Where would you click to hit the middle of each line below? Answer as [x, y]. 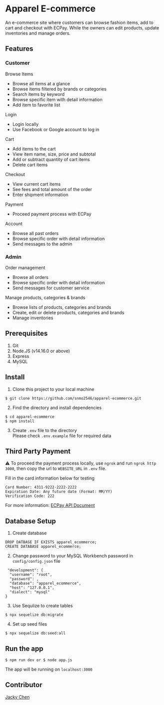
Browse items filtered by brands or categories [59, 89]
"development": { [25, 570]
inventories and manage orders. [38, 33]
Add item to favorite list [36, 105]
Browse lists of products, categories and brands [62, 307]
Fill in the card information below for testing [50, 478]
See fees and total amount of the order [52, 189]
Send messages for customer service [51, 288]
